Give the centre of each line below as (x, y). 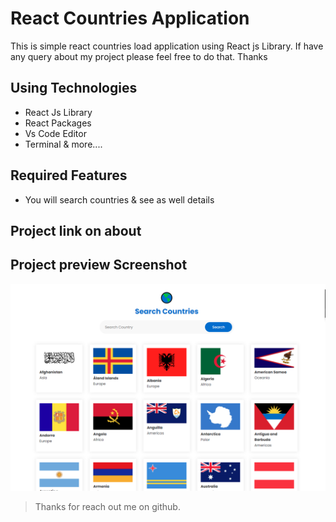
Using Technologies (74, 88)
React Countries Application (130, 18)
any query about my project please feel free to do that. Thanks (139, 56)
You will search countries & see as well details (119, 199)
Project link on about (76, 230)
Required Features (69, 175)
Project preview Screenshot (99, 265)
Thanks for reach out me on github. (107, 506)
